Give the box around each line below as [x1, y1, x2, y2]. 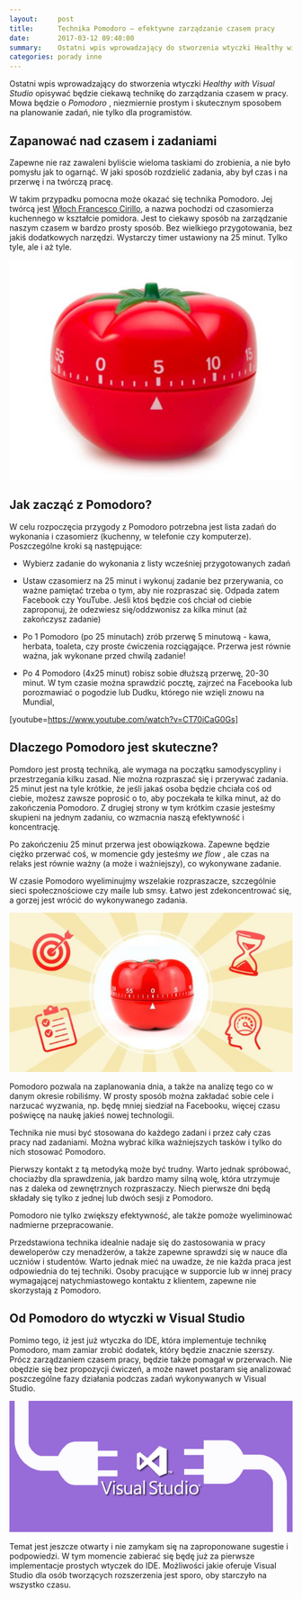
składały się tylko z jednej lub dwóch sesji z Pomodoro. [9, 1193, 214, 1204]
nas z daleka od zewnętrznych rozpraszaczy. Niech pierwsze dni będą [9, 1183, 271, 1194]
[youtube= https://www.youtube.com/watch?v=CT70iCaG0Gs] [9, 713, 238, 724]
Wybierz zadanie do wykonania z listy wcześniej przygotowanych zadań [22, 558, 290, 568]
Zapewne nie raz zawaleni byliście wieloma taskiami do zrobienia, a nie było [9, 157, 291, 168]
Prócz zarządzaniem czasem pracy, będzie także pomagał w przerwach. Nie [9, 1354, 293, 1365]
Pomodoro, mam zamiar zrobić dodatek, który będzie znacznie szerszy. [9, 1344, 275, 1355]
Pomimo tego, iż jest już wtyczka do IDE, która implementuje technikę [9, 1334, 267, 1346]
